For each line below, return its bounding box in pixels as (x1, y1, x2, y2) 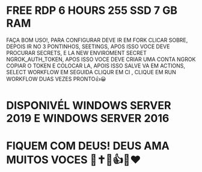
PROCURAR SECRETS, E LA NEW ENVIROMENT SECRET (6, 49, 147, 56)
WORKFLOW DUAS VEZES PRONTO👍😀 (6, 75, 106, 82)
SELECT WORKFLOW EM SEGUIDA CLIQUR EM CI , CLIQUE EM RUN (6, 68, 176, 75)
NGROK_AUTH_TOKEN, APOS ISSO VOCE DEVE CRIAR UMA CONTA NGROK (6, 56, 196, 63)
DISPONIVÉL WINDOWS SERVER (6, 99, 171, 112)
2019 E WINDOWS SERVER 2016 (6, 112, 170, 126)
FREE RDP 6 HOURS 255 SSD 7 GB (6, 4, 178, 18)
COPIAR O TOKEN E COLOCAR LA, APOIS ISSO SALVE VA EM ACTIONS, (6, 62, 185, 69)
